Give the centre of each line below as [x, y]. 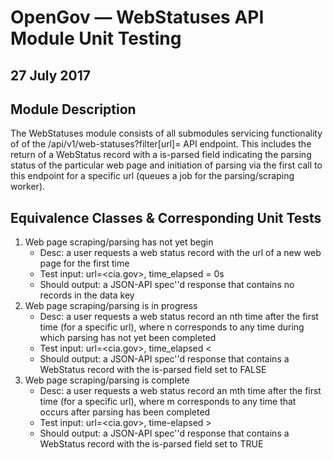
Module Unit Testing [96, 38]
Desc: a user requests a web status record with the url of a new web [180, 253]
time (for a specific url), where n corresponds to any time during [172, 327]
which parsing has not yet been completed [128, 338]
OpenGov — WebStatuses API [137, 17]
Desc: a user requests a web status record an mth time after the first [180, 391]
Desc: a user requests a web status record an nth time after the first [179, 317]
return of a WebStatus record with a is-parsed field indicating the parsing [161, 155]
